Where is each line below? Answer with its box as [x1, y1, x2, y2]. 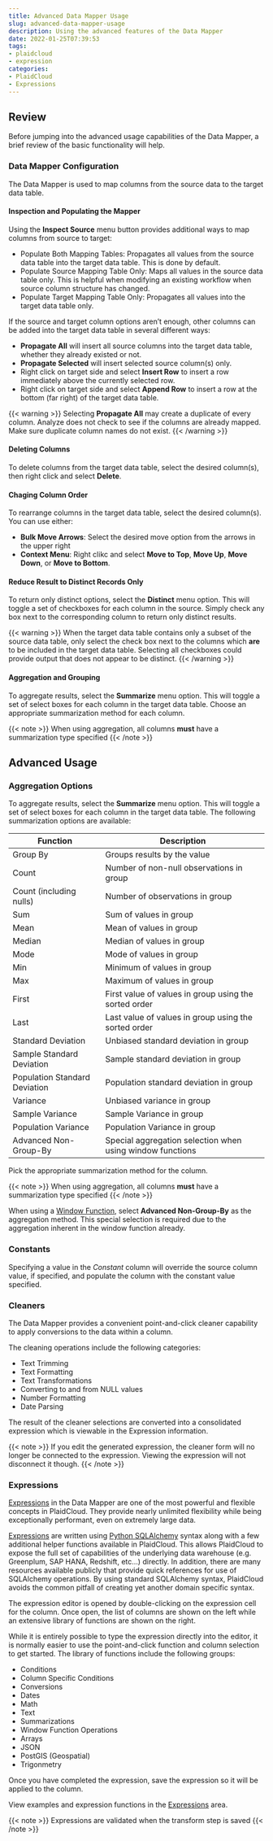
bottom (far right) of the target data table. [19, 392, 159, 403]
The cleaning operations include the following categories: [8, 1342, 201, 1352]
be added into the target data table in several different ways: [8, 325, 211, 334]
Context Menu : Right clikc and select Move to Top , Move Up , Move [19, 550, 248, 560]
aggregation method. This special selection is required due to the [8, 1215, 227, 1224]
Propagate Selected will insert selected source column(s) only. [19, 358, 232, 368]
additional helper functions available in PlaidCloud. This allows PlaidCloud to [8, 1539, 264, 1550]
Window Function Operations [19, 1725, 118, 1735]
